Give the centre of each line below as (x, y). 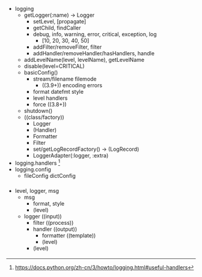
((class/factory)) (44, 117)
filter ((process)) (53, 222)
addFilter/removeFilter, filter (67, 47)
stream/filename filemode (65, 79)
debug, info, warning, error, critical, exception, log (95, 34)
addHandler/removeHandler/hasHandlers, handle (94, 53)
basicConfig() (41, 72)
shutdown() (38, 111)
